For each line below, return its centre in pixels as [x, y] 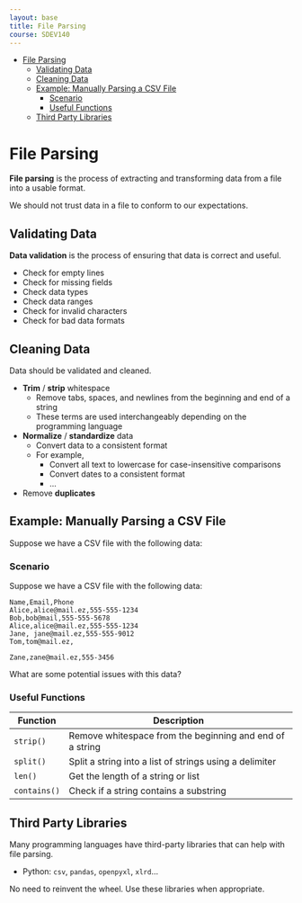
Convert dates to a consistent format [117, 474]
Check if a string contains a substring [147, 791]
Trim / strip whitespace [66, 388]
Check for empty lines [63, 273]
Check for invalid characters [75, 311]
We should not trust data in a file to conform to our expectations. [129, 206]
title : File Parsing [48, 26]
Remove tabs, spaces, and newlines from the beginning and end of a [163, 398]
